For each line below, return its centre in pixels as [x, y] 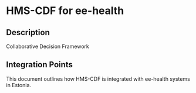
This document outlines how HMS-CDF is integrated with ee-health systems [98, 79]
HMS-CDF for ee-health [65, 11]
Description [28, 32]
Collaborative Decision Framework [48, 46]
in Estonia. [18, 85]
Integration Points [40, 65]
